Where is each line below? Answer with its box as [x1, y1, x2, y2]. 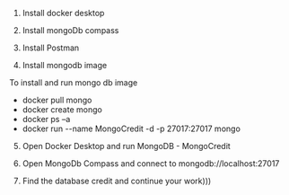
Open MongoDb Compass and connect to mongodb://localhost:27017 [22, 158, 280, 169]
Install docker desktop [22, 8, 105, 18]
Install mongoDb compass [22, 25, 119, 35]
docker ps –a [22, 114, 71, 124]
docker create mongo [22, 104, 103, 115]
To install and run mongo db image [9, 77, 138, 88]
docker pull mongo [22, 94, 92, 105]
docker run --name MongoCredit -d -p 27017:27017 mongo [22, 123, 241, 134]
